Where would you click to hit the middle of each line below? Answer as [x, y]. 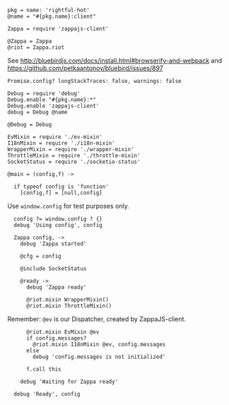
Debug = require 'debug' [44, 94]
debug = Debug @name [38, 112]
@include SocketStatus [53, 269]
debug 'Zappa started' [53, 244]
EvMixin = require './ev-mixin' [55, 137]
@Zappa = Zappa [30, 41]
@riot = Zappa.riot [36, 48]
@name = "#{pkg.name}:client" [52, 16]
